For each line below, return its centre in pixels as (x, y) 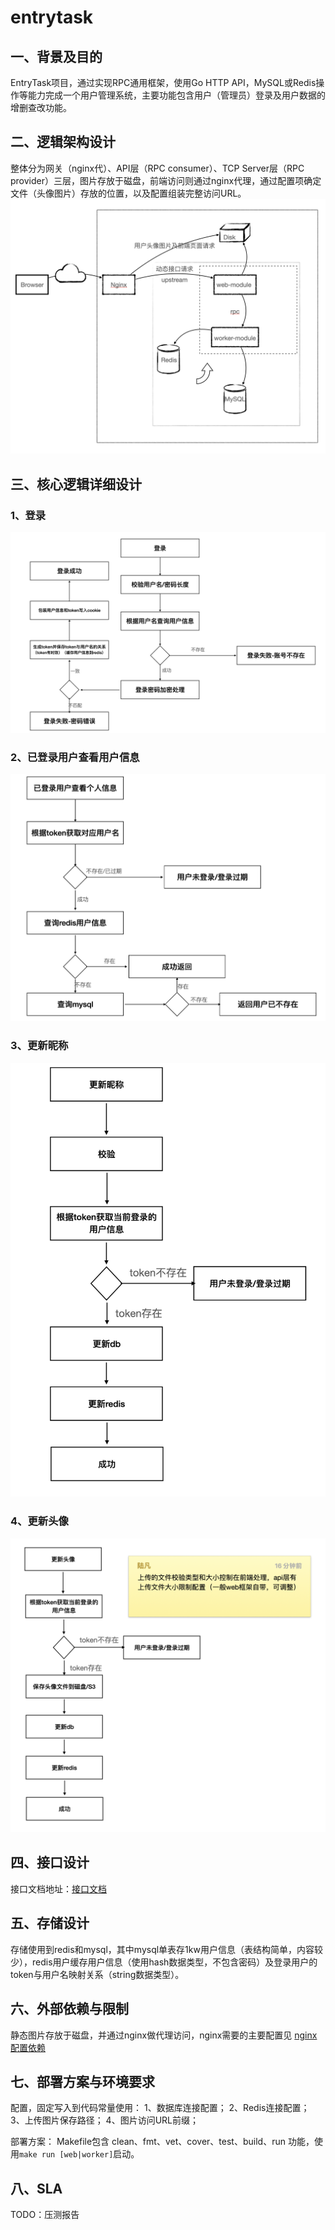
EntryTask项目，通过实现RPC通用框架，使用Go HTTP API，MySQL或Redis (163, 82)
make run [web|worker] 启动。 (79, 2154)
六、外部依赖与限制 (69, 2009)
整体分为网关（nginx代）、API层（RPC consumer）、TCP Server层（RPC (157, 168)
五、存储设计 (50, 1923)
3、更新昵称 (39, 1046)
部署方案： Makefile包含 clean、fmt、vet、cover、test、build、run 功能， (162, 2142)
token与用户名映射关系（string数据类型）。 (97, 1974)
